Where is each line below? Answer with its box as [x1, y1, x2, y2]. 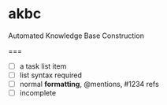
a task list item [19, 61, 67, 71]
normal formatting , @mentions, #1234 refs [19, 80, 159, 89]
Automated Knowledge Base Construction [8, 31, 144, 40]
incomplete [19, 88, 57, 98]
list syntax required [19, 70, 83, 80]
